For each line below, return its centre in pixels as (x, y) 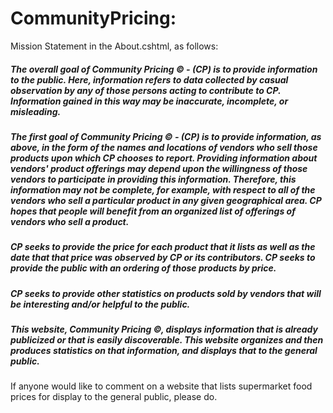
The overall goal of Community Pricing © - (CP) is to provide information (164, 69)
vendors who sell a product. (70, 221)
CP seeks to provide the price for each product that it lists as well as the (163, 247)
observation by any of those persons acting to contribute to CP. (146, 90)
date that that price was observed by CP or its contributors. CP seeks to (163, 258)
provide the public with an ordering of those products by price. (143, 268)
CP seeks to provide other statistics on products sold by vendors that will (166, 293)
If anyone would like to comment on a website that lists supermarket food (161, 386)
